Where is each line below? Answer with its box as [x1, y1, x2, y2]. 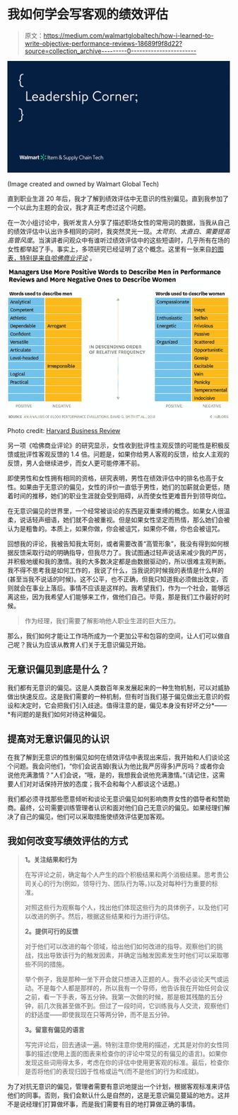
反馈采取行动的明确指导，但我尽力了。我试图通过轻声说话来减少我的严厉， [13, 549, 230, 557]
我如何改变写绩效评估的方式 [7, 835, 129, 847]
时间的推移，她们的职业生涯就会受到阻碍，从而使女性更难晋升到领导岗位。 [13, 492, 230, 500]
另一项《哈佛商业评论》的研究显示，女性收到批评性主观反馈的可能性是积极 [7, 441, 224, 450]
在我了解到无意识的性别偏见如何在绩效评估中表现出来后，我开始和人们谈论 [7, 753, 224, 762]
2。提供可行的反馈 [24, 926, 79, 936]
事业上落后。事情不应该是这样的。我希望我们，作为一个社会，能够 [31, 584, 224, 593]
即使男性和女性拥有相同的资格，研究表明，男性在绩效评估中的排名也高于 [7, 474, 218, 483]
